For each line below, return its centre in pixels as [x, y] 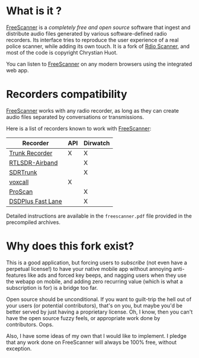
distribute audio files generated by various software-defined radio [86, 33]
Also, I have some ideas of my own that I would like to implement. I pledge [96, 335]
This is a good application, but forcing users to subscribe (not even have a [97, 263]
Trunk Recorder [31, 153]
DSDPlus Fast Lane [36, 201]
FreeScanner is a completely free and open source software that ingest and [98, 27]
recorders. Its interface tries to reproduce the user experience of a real [92, 40]
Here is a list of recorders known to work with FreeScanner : [79, 128]
